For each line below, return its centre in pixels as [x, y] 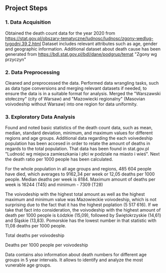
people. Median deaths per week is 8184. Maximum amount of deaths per [80, 179]
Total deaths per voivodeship [35, 235]
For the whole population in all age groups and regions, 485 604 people [79, 169]
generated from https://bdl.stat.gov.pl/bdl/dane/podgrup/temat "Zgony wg [81, 54]
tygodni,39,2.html [23, 44]
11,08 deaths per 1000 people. [36, 226]
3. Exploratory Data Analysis [40, 117]
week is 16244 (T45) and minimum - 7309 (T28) [54, 185]
